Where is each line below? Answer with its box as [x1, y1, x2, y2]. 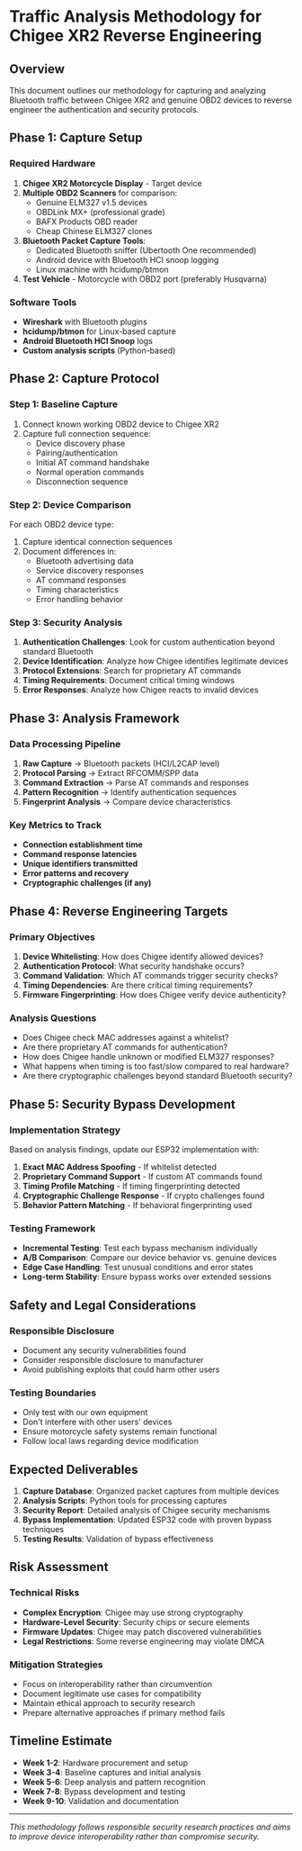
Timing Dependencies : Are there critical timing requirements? [22, 980, 253, 990]
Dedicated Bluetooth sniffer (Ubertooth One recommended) [35, 245, 257, 256]
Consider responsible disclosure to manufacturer [22, 1354, 204, 1365]
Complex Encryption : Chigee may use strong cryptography [22, 1607, 244, 1618]
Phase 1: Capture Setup [9, 131, 143, 146]
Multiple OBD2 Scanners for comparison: [22, 187, 178, 198]
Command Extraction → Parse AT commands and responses [22, 777, 249, 788]
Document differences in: [22, 546, 117, 556]
